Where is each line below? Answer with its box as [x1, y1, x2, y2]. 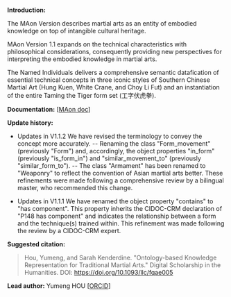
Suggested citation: [7, 240, 66, 248]
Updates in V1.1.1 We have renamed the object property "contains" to [17, 197, 214, 205]
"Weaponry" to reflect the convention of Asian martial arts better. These [17, 169, 223, 177]
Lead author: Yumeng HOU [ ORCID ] [7, 282, 111, 290]
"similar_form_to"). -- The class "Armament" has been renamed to [17, 162, 206, 169]
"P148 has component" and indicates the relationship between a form [17, 212, 216, 220]
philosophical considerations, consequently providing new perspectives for [7, 48, 222, 56]
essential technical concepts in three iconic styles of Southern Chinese [7, 76, 210, 84]
